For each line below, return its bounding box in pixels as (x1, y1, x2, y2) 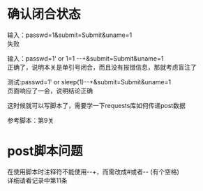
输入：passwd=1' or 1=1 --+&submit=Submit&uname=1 (7, 54, 164, 63)
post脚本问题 (7, 144, 83, 159)
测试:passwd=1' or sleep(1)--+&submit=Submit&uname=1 (7, 77, 172, 86)
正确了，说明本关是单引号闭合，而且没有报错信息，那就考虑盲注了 (7, 63, 197, 71)
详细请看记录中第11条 (7, 176, 68, 185)
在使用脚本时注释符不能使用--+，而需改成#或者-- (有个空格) (7, 167, 180, 176)
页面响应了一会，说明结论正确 (7, 86, 93, 95)
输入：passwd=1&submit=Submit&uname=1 (7, 31, 133, 39)
